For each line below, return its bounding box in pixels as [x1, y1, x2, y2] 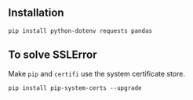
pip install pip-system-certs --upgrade [8, 84, 143, 92]
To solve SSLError [8, 48, 97, 62]
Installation [8, 6, 64, 20]
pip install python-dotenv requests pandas [8, 27, 153, 34]
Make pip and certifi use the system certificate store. [8, 69, 186, 78]
